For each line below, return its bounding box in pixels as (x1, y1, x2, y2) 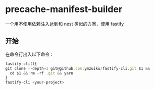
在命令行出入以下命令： (5, 51, 54, 57)
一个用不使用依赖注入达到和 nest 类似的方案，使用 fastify (5, 21, 124, 27)
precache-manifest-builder (5, 4, 123, 15)
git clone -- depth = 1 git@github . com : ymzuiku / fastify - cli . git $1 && (5, 66, 150, 71)
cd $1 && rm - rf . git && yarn (10, 70, 73, 76)
